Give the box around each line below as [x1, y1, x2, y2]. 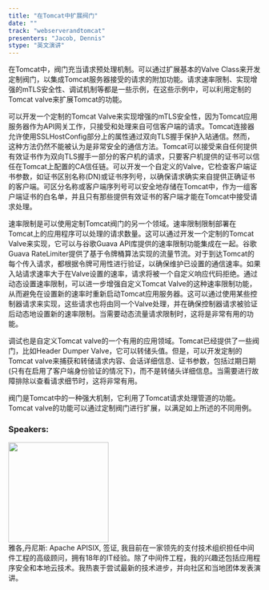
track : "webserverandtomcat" [8, 26, 106, 34]
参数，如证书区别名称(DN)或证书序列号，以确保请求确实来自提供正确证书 [14, 172, 255, 181]
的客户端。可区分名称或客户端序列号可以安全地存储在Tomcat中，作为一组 [8, 182, 251, 192]
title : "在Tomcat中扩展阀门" [8, 11, 98, 20]
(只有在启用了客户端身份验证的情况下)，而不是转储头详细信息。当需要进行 [8, 366, 252, 376]
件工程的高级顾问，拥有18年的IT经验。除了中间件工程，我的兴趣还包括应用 [8, 553, 254, 563]
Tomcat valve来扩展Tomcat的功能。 [8, 95, 126, 104]
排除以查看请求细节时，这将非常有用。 [14, 376, 142, 386]
